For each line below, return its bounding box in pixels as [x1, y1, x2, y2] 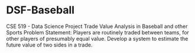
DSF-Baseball [6, 3, 75, 17]
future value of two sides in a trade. [6, 41, 93, 48]
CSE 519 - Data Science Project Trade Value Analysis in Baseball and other [6, 23, 188, 30]
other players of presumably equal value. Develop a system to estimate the [6, 35, 188, 42]
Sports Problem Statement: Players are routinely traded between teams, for [6, 29, 189, 36]
